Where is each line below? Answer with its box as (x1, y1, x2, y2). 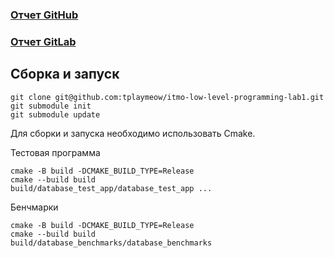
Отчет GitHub (10, 8, 79, 22)
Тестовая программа (10, 146, 101, 158)
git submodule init (10, 101, 92, 111)
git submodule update (10, 109, 101, 120)
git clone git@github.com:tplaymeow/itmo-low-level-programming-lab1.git (10, 92, 325, 102)
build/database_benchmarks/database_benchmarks (10, 238, 213, 248)
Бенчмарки (10, 201, 59, 213)
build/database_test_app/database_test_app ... (10, 183, 213, 193)
